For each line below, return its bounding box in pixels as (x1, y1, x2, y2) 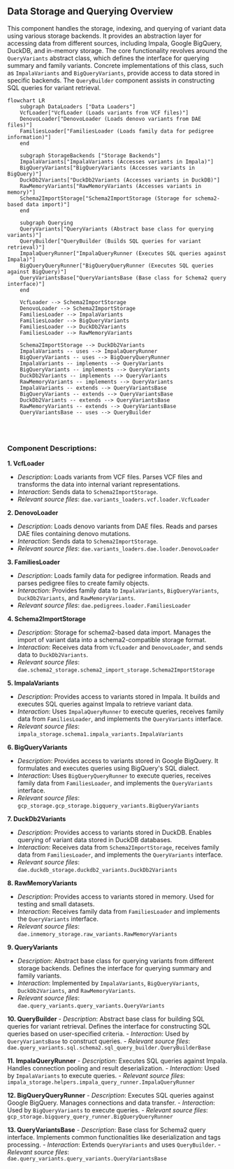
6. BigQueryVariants (7, 743, 68, 752)
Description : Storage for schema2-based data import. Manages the (17, 628, 212, 637)
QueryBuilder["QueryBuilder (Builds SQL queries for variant (20, 238, 201, 245)
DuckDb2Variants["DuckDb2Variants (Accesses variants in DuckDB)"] (20, 176, 220, 184)
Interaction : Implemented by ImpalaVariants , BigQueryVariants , (17, 979, 200, 987)
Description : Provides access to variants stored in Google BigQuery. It (17, 757, 219, 765)
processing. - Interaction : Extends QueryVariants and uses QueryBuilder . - (7, 1140, 221, 1149)
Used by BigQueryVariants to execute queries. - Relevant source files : (7, 1106, 208, 1114)
